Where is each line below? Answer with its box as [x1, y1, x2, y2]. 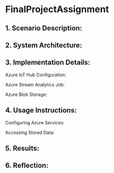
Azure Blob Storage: [5, 91, 47, 97]
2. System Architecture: [5, 41, 83, 49]
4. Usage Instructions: [5, 106, 77, 115]
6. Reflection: [5, 161, 49, 170]
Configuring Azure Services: [5, 119, 65, 125]
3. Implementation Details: [5, 58, 90, 67]
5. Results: [5, 144, 40, 153]
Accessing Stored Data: [5, 129, 55, 135]
